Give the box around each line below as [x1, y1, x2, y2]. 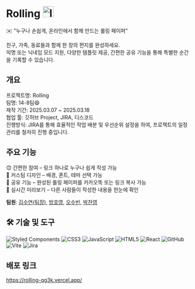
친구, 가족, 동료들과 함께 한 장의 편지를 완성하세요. [6, 41, 120, 48]
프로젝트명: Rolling [6, 92, 49, 99]
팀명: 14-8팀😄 [6, 99, 40, 106]
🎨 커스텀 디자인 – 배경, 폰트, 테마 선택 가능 [6, 171, 103, 179]
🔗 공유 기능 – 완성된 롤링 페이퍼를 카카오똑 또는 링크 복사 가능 [6, 179, 147, 186]
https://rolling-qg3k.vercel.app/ [6, 277, 82, 284]
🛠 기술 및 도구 [6, 217, 55, 227]
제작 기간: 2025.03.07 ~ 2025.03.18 [6, 106, 90, 113]
